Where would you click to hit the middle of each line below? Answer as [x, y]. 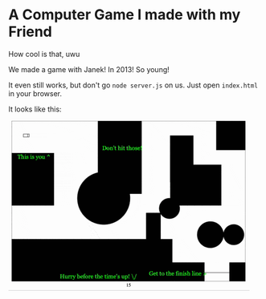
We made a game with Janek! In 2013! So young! [89, 69]
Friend [30, 32]
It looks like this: [35, 109]
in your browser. [35, 93]
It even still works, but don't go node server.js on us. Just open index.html [133, 85]
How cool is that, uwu [44, 54]
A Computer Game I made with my [125, 15]
